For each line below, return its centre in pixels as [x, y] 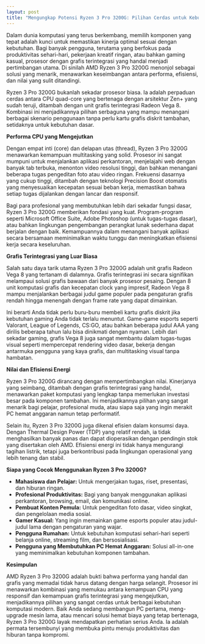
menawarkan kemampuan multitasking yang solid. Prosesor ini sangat [94, 155]
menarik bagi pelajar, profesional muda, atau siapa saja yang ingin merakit [99, 407]
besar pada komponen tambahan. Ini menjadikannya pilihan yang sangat [97, 401]
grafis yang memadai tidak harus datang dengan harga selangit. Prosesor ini [102, 582]
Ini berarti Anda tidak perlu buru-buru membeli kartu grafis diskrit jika [93, 312]
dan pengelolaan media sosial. [53, 513]
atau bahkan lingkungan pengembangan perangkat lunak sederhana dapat [100, 225]
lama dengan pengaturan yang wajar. [76, 527]
